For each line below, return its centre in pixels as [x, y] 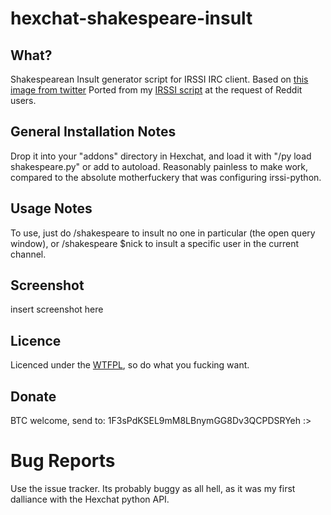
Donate [33, 396]
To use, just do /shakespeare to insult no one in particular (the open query [163, 233]
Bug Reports [63, 461]
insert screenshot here [57, 309]
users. [23, 100]
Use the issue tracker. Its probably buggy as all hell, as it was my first [153, 488]
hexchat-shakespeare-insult [131, 18]
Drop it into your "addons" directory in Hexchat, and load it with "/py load [161, 156]
